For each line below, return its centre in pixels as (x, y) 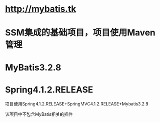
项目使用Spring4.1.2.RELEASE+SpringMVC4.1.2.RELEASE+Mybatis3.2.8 (77, 104)
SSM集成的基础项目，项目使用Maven (80, 33)
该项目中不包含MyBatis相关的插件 (39, 114)
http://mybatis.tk (41, 9)
